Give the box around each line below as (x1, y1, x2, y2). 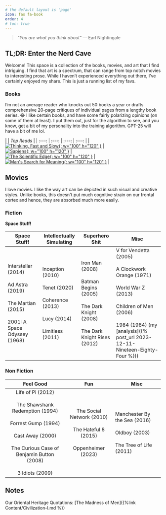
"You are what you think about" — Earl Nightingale (17, 35, 121, 41)
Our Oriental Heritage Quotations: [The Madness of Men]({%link (5, 500, 136, 506)
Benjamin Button (16, 450, 54, 457)
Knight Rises (81, 334, 110, 341)
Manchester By (115, 410, 151, 417)
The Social (76, 407, 101, 414)
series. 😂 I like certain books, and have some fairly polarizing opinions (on (5, 112, 158, 118)
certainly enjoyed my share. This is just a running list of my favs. (5, 78, 136, 84)
